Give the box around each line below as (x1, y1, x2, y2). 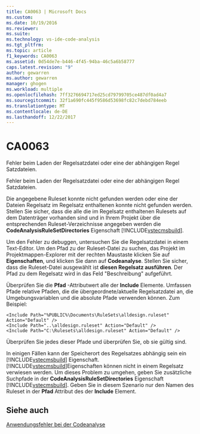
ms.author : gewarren (6, 75, 58, 81)
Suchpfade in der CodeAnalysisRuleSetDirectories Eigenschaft (6, 375, 164, 382)
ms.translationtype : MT (6, 103, 66, 109)
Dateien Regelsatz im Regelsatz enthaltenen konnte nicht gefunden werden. (6, 201, 193, 209)
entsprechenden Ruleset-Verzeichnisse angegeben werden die (6, 221, 161, 228)
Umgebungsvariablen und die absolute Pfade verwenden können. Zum (6, 294, 180, 302)
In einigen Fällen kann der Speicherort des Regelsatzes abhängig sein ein (6, 350, 187, 357)
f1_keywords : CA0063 (6, 53, 58, 59)
